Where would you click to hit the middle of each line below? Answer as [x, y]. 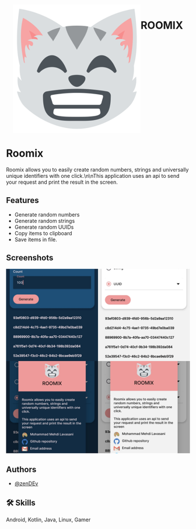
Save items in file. [36, 239]
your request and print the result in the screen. [62, 182]
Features [22, 200]
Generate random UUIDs [44, 227]
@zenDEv [26, 483]
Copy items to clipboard [43, 233]
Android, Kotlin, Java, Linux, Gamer [48, 520]
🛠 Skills [21, 502]
